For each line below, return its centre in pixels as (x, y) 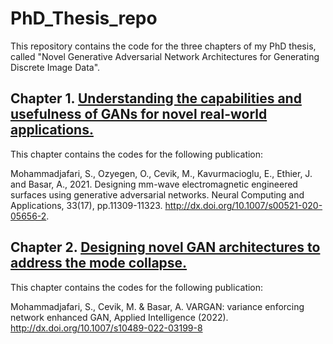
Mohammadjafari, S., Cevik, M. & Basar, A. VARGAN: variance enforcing (157, 306)
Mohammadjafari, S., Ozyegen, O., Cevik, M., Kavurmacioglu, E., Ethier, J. (161, 173)
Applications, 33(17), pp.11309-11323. (86, 205)
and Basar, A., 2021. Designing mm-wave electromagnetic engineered (154, 184)
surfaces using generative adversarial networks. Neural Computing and (157, 194)
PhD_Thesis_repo (84, 18)
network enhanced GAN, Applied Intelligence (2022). (119, 317)
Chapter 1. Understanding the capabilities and (156, 98)
